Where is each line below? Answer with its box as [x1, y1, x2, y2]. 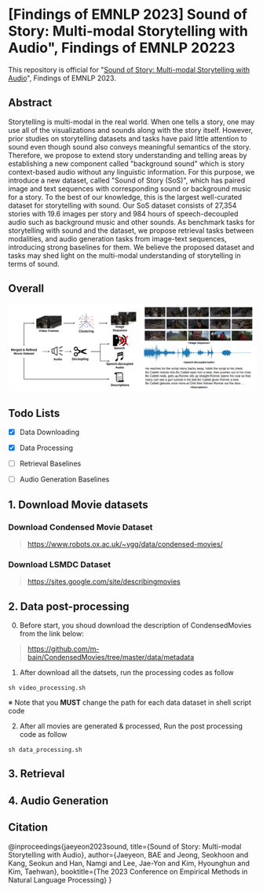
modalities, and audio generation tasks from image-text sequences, [8, 234, 227, 243]
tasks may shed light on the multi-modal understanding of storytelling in [8, 250, 241, 260]
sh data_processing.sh [8, 746, 82, 754]
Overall [8, 282, 45, 296]
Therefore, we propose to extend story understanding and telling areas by [8, 150, 247, 160]
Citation [8, 820, 49, 835]
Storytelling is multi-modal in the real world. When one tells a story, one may [8, 116, 255, 127]
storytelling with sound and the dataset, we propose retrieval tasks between [8, 226, 254, 235]
